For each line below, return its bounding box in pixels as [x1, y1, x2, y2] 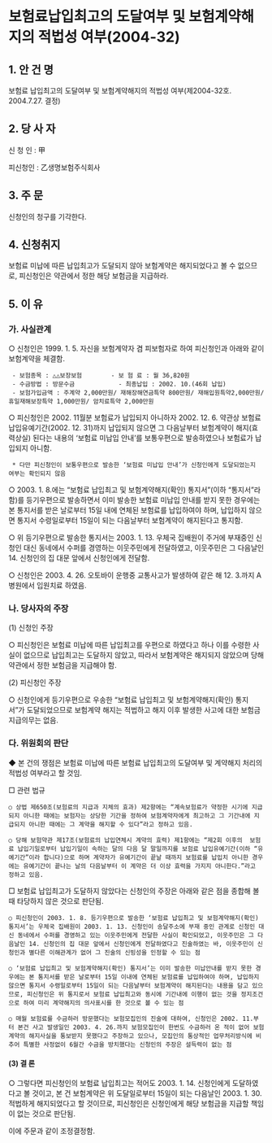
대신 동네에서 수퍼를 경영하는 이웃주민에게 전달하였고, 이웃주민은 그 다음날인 [23, 543, 265, 553]
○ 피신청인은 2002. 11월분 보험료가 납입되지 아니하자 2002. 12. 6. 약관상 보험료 [8, 412, 261, 423]
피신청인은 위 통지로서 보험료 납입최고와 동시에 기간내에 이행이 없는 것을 [27, 990, 238, 998]
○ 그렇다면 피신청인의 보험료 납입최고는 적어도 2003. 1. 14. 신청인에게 [8, 1078, 231, 1088]
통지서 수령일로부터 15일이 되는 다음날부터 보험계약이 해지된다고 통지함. [16, 516, 244, 526]
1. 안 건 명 [8, 63, 54, 76]
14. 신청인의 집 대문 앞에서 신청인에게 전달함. [8, 553, 150, 563]
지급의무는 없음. [8, 715, 59, 725]
